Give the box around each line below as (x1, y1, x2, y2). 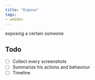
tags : (5, 12, 16, 17)
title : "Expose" (5, 7, 39, 13)
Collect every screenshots (12, 58, 66, 64)
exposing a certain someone (5, 31, 64, 37)
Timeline (12, 70, 30, 76)
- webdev (5, 17, 23, 22)
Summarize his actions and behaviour (12, 64, 90, 70)
